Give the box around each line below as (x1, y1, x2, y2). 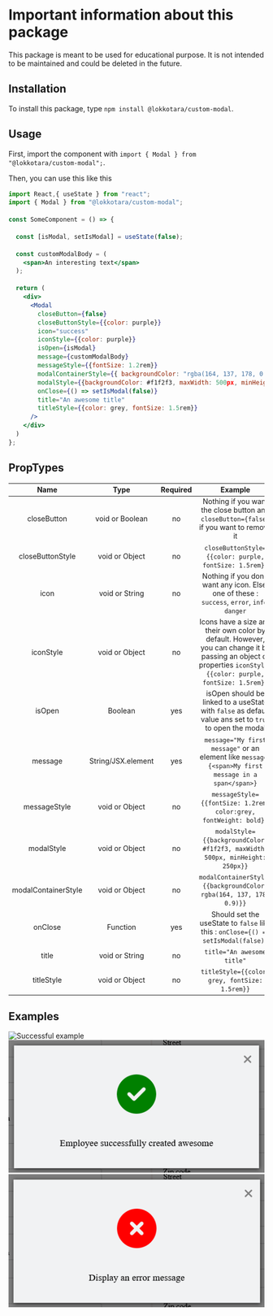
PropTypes (8, 461, 64, 475)
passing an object (201, 652, 262, 662)
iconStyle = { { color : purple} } (37, 336, 136, 344)
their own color (205, 626, 256, 636)
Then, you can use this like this (8, 173, 112, 183)
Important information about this (8, 6, 234, 24)
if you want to (198, 523, 245, 532)
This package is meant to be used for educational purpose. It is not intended (8, 50, 264, 59)
